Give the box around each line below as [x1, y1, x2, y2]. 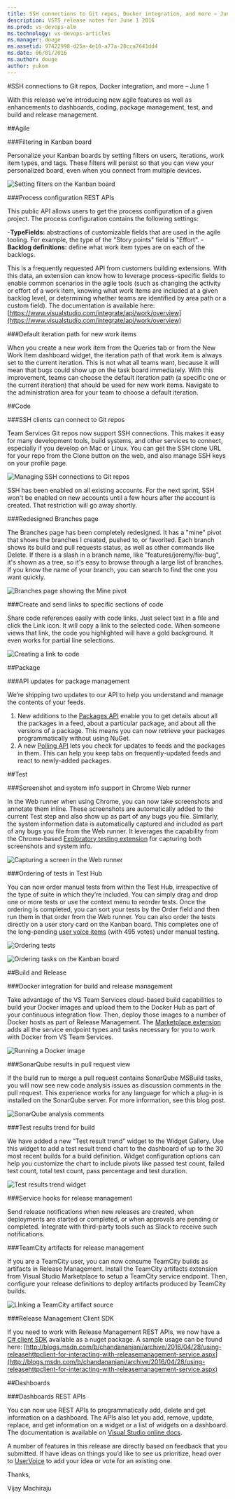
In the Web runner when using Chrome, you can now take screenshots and [7, 797, 223, 805]
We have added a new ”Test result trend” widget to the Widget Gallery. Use [7, 1137, 225, 1145]
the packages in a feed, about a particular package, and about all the [17, 719, 216, 727]
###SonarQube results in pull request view [7, 1059, 131, 1068]
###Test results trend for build [7, 1123, 95, 1131]
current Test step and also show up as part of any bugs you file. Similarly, [7, 812, 219, 820]
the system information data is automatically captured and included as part [7, 819, 223, 828]
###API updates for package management [7, 677, 130, 685]
